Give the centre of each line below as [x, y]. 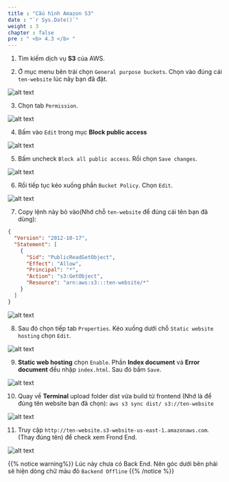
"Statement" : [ [36, 244]
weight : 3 [23, 26]
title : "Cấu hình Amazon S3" [51, 13]
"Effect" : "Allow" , [53, 264]
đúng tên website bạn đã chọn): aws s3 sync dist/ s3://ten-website [116, 403]
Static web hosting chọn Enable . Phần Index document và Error [109, 362]
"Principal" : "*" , [52, 270]
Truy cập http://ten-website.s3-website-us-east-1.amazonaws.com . [113, 430]
